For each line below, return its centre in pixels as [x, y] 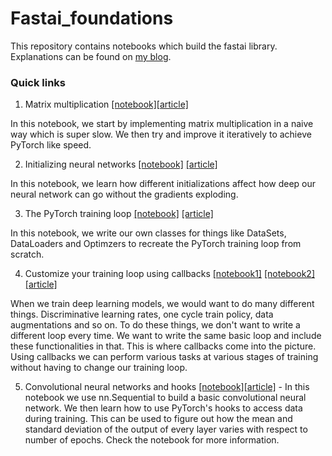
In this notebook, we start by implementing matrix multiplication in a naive [162, 124]
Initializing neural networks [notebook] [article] [121, 164]
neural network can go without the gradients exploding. [124, 194]
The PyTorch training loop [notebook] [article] [119, 214]
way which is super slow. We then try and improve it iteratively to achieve [161, 134]
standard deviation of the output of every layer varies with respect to [166, 429]
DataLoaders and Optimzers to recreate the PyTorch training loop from [156, 244]
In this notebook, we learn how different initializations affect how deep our [163, 184]
